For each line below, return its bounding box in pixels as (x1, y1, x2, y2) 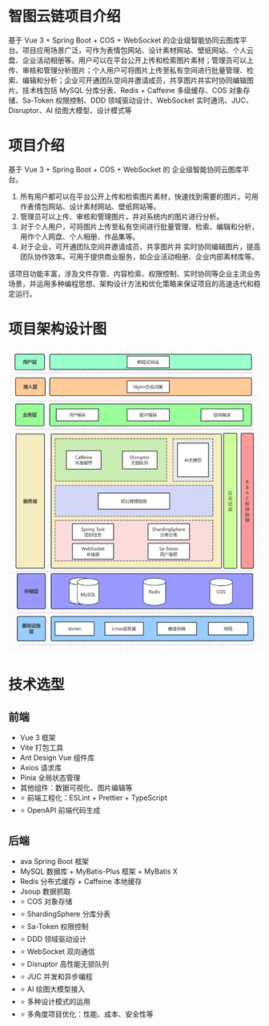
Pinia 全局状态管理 (19, 773, 81, 782)
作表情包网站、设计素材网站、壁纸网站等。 (19, 201, 161, 211)
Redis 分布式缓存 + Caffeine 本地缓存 (19, 876, 143, 886)
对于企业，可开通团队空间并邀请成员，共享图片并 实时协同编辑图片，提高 (19, 241, 261, 251)
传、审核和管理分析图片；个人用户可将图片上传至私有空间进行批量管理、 (8, 65, 247, 75)
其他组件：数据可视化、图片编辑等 (19, 783, 133, 793)
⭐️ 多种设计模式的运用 (19, 996, 90, 1006)
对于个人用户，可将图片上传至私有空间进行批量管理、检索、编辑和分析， (19, 221, 259, 231)
